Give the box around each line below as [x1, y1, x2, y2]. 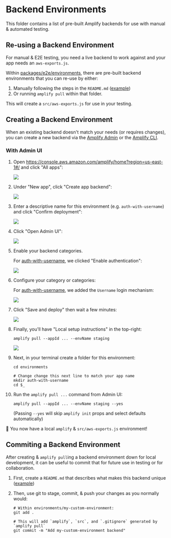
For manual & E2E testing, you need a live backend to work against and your [6, 54, 166, 60]
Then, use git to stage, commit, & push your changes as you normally [13, 490, 159, 496]
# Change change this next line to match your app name [13, 373, 135, 378]
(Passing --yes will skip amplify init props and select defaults [13, 410, 146, 416]
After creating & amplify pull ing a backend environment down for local [6, 454, 156, 460]
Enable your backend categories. [13, 247, 83, 254]
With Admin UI [6, 147, 42, 154]
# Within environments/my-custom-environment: [13, 505, 114, 510]
